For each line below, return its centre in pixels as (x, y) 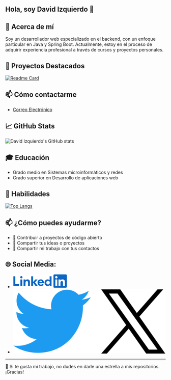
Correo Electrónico (32, 110)
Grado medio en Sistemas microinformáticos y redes (68, 172)
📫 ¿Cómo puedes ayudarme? (53, 223)
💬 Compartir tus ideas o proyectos (49, 243)
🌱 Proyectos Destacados (45, 66)
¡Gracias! (15, 372)
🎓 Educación (27, 158)
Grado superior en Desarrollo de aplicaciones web (65, 178)
